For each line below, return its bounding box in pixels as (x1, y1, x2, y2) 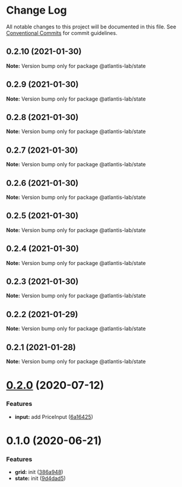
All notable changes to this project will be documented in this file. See (6, 23, 177, 30)
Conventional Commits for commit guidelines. (6, 29, 117, 36)
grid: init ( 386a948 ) (14, 469, 63, 476)
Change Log (6, 4, 67, 17)
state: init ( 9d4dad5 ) (14, 475, 66, 482)
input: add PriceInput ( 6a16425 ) (14, 413, 94, 420)
